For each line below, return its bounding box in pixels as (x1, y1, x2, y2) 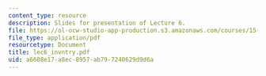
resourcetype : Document (8, 41, 87, 49)
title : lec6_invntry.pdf (8, 48, 90, 56)
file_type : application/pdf (8, 33, 101, 42)
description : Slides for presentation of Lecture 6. (8, 19, 186, 27)
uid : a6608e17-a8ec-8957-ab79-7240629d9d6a (8, 56, 154, 64)
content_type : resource (8, 11, 87, 20)
